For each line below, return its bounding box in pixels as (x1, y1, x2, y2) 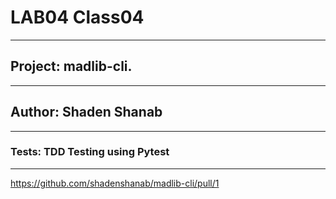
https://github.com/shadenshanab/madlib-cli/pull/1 (10, 177, 220, 189)
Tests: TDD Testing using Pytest (10, 145, 170, 159)
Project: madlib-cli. (10, 58, 133, 75)
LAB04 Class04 (10, 6, 145, 29)
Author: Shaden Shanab (10, 104, 163, 121)
